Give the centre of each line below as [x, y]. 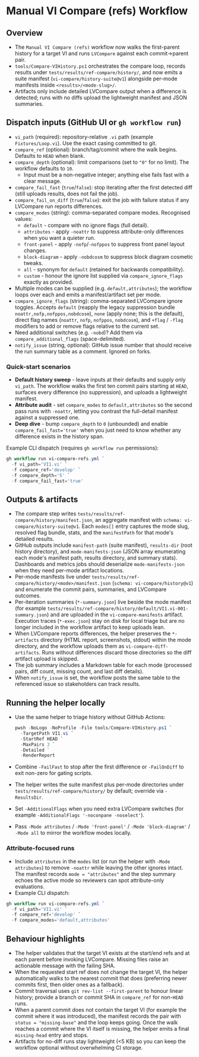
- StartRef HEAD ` [42, 739]
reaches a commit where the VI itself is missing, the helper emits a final [102, 1028]
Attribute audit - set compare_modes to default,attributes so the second [103, 405]
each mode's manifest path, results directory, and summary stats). [96, 558]
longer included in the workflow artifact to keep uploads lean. [90, 627]
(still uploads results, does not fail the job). [67, 194]
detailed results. [34, 539]
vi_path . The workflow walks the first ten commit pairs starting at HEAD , [102, 386]
